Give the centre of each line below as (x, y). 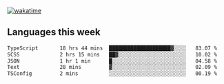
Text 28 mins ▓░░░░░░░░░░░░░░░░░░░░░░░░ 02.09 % (112, 67)
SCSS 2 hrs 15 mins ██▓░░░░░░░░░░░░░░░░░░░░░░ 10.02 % (112, 54)
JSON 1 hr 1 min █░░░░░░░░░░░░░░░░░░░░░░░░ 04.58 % (112, 61)
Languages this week (54, 32)
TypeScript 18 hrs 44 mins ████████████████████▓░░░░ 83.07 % (112, 48)
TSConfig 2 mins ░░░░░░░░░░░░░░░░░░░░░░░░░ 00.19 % (112, 74)
